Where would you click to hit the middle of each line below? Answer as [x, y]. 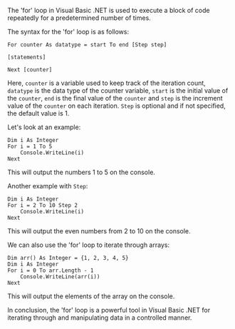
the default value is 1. [38, 113]
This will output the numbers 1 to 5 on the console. [81, 172]
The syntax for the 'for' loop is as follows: [68, 32]
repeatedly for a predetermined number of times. [79, 18]
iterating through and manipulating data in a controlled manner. [100, 318]
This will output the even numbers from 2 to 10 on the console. [99, 231]
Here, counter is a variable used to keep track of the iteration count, [107, 83]
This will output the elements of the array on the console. [91, 296]
